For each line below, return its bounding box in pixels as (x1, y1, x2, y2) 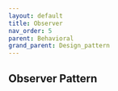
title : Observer (8, 19, 63, 27)
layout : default (8, 11, 63, 20)
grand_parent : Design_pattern (8, 42, 111, 50)
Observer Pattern (8, 72, 98, 85)
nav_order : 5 (8, 27, 53, 35)
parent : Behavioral (8, 34, 74, 43)
